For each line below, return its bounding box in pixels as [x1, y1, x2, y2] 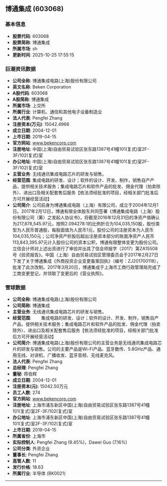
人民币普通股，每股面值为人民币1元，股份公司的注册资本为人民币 [21, 227, 154, 233]
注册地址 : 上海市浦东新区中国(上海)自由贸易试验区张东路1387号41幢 [12, 402, 150, 408]
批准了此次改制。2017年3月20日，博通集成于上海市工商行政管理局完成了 [12, 264, 161, 270]
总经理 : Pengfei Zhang [12, 365, 58, 371]
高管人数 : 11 [12, 458, 36, 464]
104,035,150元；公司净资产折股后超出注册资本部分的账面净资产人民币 [12, 233, 155, 239]
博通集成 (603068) [5, 4, 64, 13]
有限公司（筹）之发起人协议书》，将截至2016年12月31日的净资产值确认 [16, 214, 160, 220]
